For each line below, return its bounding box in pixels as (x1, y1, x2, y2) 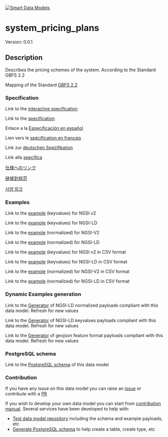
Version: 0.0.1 (5, 39, 33, 45)
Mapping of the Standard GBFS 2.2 (5, 82, 78, 88)
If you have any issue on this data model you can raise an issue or (5, 385, 141, 391)
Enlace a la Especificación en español (5, 125, 84, 131)
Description (5, 53, 43, 62)
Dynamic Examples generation (5, 291, 82, 298)
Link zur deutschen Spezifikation (5, 144, 73, 151)
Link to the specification (5, 115, 55, 121)
